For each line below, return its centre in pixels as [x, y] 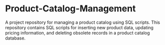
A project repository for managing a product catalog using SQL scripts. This [83, 22]
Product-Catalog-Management [70, 9]
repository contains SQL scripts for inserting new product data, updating [80, 27]
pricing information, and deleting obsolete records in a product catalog [78, 33]
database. [15, 38]
